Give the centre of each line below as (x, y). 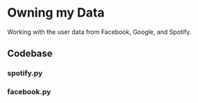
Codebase (30, 54)
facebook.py (29, 92)
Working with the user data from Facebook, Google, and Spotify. (99, 32)
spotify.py (25, 73)
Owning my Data (56, 13)
